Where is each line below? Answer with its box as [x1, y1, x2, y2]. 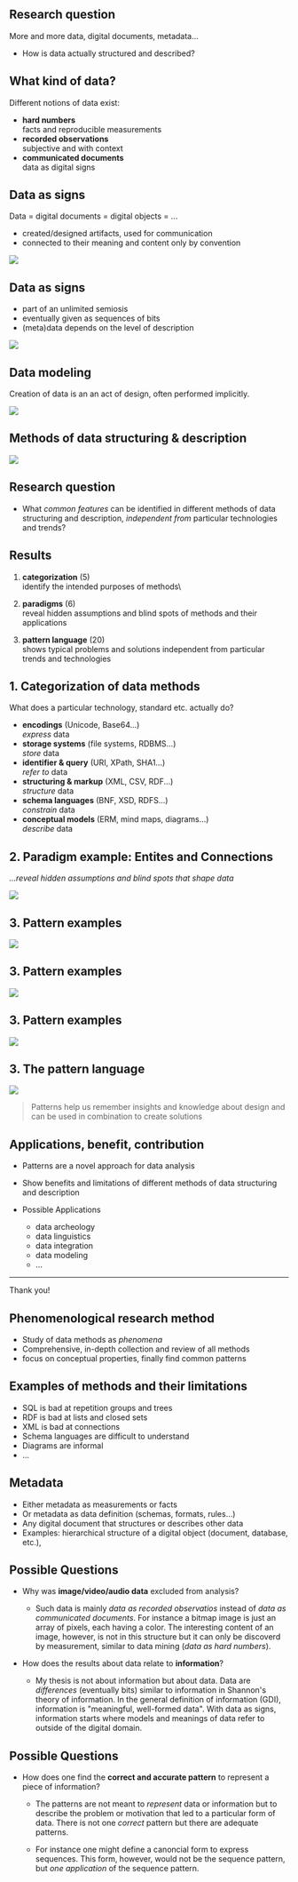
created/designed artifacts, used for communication [21, 228, 213, 239]
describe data [21, 824, 74, 834]
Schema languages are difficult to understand [21, 1431, 190, 1441]
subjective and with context [21, 142, 123, 154]
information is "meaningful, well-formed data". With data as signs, [35, 1703, 277, 1714]
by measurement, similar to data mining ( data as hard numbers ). [35, 1641, 271, 1652]
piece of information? [21, 1782, 100, 1792]
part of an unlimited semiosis [21, 304, 129, 315]
